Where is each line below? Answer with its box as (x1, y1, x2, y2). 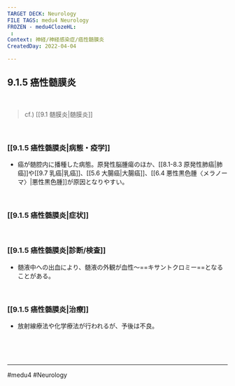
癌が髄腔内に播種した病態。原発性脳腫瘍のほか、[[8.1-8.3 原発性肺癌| (17, 160, 217, 169)
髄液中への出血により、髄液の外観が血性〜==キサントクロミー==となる (17, 263, 224, 271)
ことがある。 (17, 271, 55, 280)
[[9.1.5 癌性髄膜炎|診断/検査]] (7, 246, 106, 256)
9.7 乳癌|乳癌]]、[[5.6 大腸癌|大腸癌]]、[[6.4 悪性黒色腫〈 (38, 169, 204, 177)
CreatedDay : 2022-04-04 (7, 43, 77, 50)
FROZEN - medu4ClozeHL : (7, 23, 77, 30)
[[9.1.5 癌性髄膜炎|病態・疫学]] (7, 143, 111, 153)
